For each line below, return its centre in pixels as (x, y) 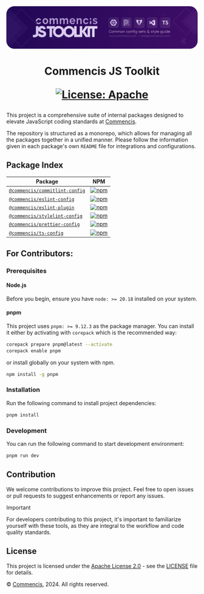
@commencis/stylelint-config (46, 216)
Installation (23, 390)
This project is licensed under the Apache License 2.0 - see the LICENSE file (102, 566)
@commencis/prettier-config (44, 225)
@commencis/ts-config (36, 233)
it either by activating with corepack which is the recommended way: (92, 332)
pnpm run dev (23, 456)
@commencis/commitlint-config (47, 191)
